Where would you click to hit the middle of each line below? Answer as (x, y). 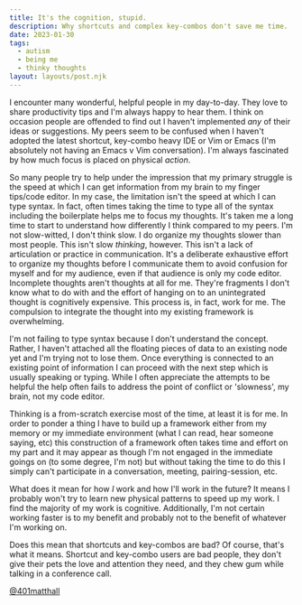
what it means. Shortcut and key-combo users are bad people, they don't (145, 554)
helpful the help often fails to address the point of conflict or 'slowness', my (150, 386)
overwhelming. (37, 321)
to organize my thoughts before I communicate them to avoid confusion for (149, 264)
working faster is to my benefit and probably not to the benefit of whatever (148, 517)
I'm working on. (38, 527)
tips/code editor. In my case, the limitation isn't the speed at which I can (143, 196)
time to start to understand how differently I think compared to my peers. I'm (151, 225)
